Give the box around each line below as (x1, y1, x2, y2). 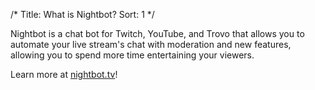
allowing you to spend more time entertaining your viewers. (10, 49, 255, 61)
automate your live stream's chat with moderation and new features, (10, 39, 292, 50)
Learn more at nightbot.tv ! (10, 69, 118, 80)
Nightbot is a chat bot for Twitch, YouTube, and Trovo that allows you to (10, 28, 305, 39)
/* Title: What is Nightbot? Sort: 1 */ (10, 9, 155, 20)
